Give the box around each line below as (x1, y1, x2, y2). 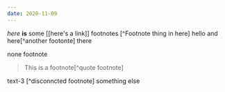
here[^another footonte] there (7, 36, 92, 45)
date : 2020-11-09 (7, 10, 58, 17)
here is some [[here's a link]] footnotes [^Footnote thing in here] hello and (7, 29, 219, 37)
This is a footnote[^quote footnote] (24, 63, 124, 71)
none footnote (7, 50, 48, 58)
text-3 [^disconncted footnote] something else (7, 77, 140, 85)
